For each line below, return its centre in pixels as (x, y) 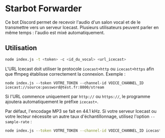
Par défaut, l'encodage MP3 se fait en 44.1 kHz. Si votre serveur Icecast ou (81, 111)
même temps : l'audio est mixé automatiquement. (55, 32)
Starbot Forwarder (43, 9)
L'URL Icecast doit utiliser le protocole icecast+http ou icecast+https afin (80, 69)
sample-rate (17, 122)
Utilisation (21, 48)
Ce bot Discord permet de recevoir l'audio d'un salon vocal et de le (73, 22)
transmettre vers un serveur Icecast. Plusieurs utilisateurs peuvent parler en (82, 27)
